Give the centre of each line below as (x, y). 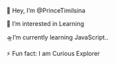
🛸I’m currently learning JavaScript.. (57, 37)
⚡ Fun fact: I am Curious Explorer (53, 53)
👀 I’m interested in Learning (45, 23)
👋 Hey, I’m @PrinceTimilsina (46, 11)
